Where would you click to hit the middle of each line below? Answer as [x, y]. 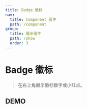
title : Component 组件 [33, 19]
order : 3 [19, 43]
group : [12, 29]
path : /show [23, 39]
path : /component [28, 24]
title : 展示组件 [26, 34]
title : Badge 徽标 [24, 10]
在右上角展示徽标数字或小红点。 [51, 85]
